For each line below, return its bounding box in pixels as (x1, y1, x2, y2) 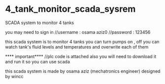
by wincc (5, 73, 24, 79)
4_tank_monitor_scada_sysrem (5, 3, 136, 15)
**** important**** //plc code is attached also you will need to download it (5, 53, 157, 59)
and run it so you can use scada (5, 58, 70, 64)
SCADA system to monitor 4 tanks (5, 20, 74, 26)
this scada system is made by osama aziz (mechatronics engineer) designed (5, 68, 161, 74)
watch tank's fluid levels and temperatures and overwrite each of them (5, 44, 149, 50)
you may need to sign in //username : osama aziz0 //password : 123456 (5, 29, 151, 35)
